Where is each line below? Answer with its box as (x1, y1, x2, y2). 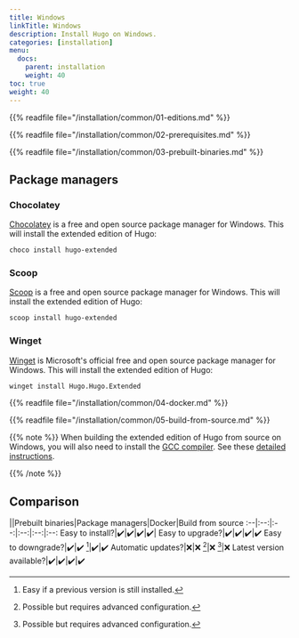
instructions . (9, 451, 55, 462)
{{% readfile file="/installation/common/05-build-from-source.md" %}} (9, 415, 271, 425)
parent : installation (25, 63, 105, 72)
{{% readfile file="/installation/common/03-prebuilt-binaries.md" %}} (9, 146, 264, 157)
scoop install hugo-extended (9, 313, 117, 323)
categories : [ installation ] (9, 37, 114, 47)
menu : (9, 46, 29, 55)
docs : (17, 54, 38, 63)
